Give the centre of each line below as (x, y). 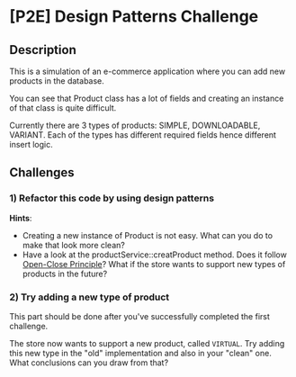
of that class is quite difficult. (63, 108)
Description (43, 50)
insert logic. (31, 144)
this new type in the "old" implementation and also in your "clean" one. (140, 353)
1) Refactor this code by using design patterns (112, 198)
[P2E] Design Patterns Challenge (134, 17)
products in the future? (65, 274)
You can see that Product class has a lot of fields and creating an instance (147, 98)
